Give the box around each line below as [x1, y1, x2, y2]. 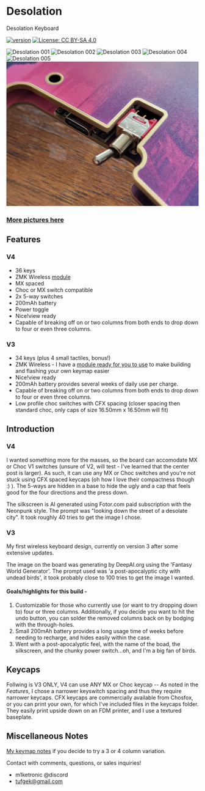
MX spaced [15, 279, 45, 287]
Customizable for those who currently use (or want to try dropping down [15, 602, 198, 609]
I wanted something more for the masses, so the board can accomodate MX [6, 456, 198, 463]
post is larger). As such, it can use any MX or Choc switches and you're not [6, 469, 196, 476]
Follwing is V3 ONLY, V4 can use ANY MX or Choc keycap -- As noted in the [6, 680, 199, 688]
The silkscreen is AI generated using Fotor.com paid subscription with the [6, 500, 192, 508]
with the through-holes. [15, 621, 74, 628]
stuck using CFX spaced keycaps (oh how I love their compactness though [6, 476, 195, 483]
